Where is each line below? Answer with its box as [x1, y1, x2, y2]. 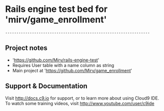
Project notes [5, 44, 48, 53]
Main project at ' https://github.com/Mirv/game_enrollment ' [12, 67, 133, 73]
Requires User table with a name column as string [12, 62, 114, 68]
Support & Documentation [5, 82, 88, 90]
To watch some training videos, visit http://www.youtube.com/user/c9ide [5, 100, 155, 106]
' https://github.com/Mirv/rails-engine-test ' [12, 57, 99, 63]
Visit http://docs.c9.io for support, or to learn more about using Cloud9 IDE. [5, 95, 160, 101]
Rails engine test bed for [5, 3, 108, 15]
